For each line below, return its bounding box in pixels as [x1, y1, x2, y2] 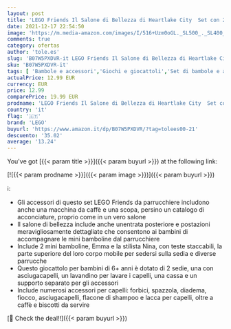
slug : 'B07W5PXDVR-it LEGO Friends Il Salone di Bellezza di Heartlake [7, 55, 217, 62]
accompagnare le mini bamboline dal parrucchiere [16, 235, 160, 243]
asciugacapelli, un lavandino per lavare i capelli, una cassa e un [16, 272, 197, 280]
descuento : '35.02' [7, 132, 63, 139]
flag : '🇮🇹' [7, 112, 41, 119]
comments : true [7, 36, 51, 43]
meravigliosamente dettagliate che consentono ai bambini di [16, 228, 188, 236]
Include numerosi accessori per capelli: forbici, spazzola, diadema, [16, 286, 207, 295]
